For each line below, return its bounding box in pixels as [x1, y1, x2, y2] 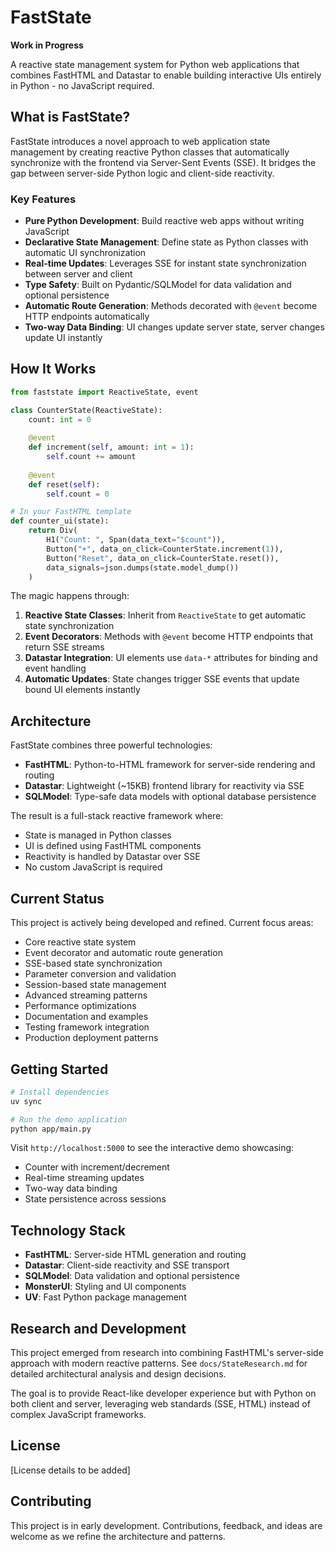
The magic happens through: [10, 590, 130, 602]
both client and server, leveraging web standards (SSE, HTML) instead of [10, 1398, 311, 1410]
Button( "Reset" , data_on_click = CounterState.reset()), [46, 553, 280, 563]
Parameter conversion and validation [24, 968, 177, 980]
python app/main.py [10, 1124, 92, 1134]
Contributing [10, 1493, 92, 1510]
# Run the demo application [10, 1114, 128, 1125]
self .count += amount [46, 452, 137, 462]
